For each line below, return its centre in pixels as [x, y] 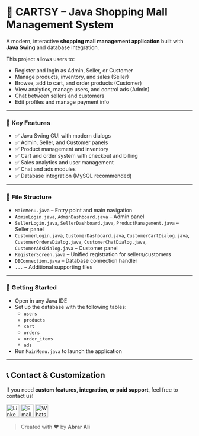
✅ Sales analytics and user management [64, 163]
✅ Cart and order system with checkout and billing [76, 156]
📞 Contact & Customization [56, 375]
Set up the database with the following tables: [70, 307]
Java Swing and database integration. [53, 47]
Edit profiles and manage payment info [62, 102]
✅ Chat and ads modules [45, 169]
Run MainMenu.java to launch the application [68, 351]
